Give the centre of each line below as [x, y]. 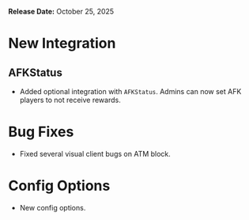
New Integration [62, 44]
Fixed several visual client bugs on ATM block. [95, 154]
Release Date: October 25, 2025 [61, 11]
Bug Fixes [41, 132]
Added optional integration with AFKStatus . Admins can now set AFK [130, 91]
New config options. [53, 207]
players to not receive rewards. [70, 100]
